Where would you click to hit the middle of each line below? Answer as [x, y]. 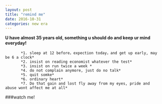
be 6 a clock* [20, 58]
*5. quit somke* [38, 75]
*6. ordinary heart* [42, 79]
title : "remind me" [25, 14]
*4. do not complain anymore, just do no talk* [71, 71]
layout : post [19, 10]
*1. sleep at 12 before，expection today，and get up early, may [89, 53]
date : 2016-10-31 [23, 19]
